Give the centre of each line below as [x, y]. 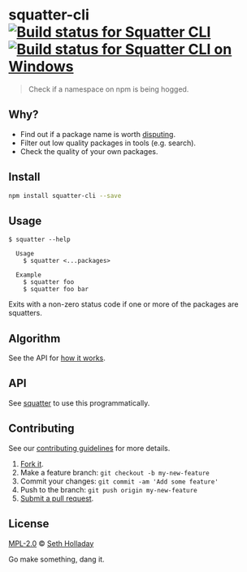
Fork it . [32, 463]
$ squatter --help [39, 240]
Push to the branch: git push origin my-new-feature [108, 489]
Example [29, 275]
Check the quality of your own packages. [89, 151]
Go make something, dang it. [56, 559]
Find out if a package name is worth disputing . [98, 134]
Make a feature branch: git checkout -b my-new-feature [115, 472]
